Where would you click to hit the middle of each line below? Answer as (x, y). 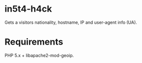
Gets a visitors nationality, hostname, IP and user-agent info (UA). (71, 22)
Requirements (34, 42)
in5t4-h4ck (28, 9)
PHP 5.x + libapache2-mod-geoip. (39, 55)
